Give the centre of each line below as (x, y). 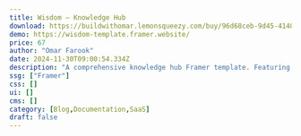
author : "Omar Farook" (52, 51)
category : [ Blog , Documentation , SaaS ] (80, 109)
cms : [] (24, 101)
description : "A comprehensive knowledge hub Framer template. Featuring (150, 68)
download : (28, 26)
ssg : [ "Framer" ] (39, 76)
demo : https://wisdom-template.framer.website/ (100, 34)
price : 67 (28, 42)
